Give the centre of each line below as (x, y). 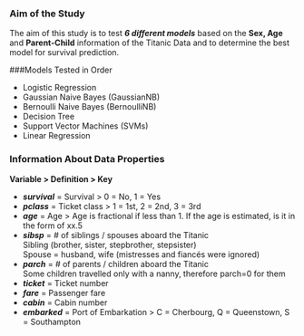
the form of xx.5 (53, 226)
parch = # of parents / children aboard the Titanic (115, 264)
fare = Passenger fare (64, 293)
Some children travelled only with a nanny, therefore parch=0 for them (154, 274)
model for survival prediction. (64, 53)
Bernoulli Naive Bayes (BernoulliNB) (89, 107)
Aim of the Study (47, 14)
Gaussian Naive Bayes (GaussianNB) (91, 97)
